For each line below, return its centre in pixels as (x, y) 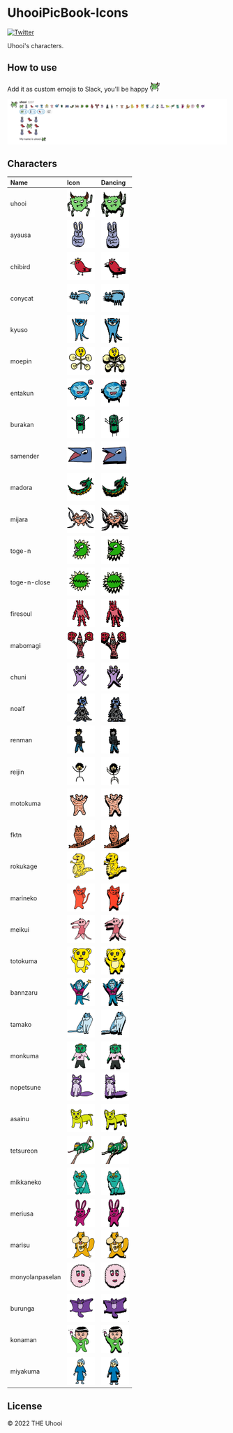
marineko (24, 898)
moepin (21, 361)
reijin (17, 772)
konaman (23, 1340)
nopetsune (25, 1088)
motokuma (25, 803)
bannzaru (24, 993)
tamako (21, 1024)
